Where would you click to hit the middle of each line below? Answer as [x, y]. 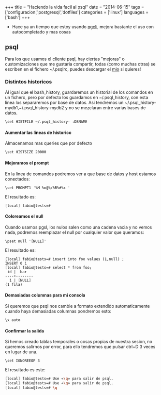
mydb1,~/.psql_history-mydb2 [35, 108]
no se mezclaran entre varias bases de [107, 108]
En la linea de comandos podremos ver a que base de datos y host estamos [80, 174]
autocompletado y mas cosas [41, 32]
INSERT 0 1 [16, 263]
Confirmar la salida [25, 331]
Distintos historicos [29, 82]
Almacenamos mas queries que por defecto [49, 143]
